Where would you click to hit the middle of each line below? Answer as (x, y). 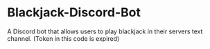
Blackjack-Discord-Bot (74, 13)
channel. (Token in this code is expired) (63, 38)
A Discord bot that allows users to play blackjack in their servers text (105, 31)
